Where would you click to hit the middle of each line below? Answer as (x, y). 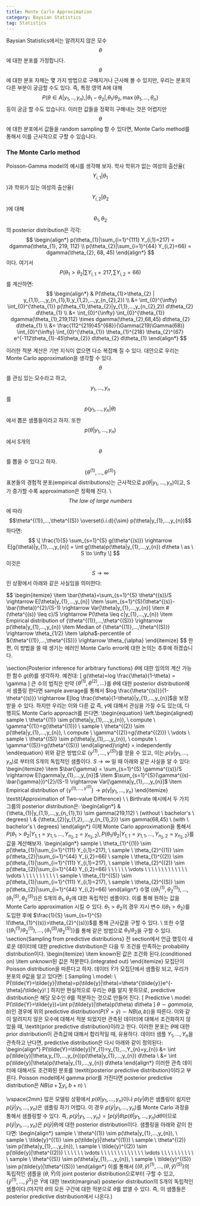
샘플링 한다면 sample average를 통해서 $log (64, 691)
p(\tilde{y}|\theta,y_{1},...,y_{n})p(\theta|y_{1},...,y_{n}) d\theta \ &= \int (92, 1056)
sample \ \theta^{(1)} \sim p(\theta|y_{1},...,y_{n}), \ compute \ (81, 720)
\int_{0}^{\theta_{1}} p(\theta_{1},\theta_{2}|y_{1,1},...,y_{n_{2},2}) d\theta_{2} (100, 306)
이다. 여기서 (20, 262)
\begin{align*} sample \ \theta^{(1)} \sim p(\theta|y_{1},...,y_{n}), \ (98, 1133)
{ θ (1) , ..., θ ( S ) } (100, 472)
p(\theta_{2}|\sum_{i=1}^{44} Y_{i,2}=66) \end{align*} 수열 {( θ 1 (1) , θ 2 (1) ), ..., (98, 889)
